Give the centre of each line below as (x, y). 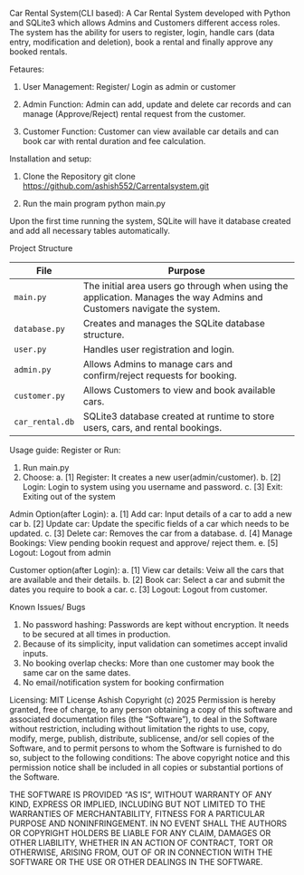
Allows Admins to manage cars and (158, 364)
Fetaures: (27, 69)
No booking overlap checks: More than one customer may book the (148, 663)
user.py (30, 350)
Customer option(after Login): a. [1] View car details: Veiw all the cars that (147, 570)
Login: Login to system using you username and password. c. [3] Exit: (152, 487)
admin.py (33, 369)
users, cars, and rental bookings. (152, 428)
